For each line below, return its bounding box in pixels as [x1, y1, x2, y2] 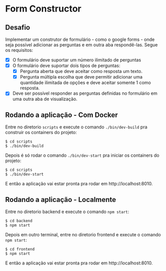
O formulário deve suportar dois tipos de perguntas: [12, 62, 121, 69]
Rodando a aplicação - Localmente [5, 195, 117, 204]
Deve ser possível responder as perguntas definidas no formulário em [12, 90, 157, 96]
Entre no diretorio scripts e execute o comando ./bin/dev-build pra [5, 124, 147, 130]
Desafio [5, 23, 30, 32]
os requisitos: [5, 47, 34, 53]
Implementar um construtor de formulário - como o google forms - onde [5, 36, 155, 42]
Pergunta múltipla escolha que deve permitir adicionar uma [20, 74, 143, 80]
